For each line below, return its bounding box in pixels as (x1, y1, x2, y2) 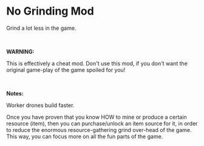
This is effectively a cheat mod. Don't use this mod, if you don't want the (6, 60, 188, 67)
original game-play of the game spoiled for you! (6, 66, 126, 74)
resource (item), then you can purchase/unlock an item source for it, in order (6, 120, 198, 127)
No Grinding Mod (6, 4, 94, 18)
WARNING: (6, 47, 35, 55)
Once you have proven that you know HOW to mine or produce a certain (6, 113, 187, 120)
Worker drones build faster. (6, 102, 75, 109)
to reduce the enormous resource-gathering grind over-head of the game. (6, 126, 192, 133)
